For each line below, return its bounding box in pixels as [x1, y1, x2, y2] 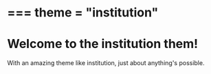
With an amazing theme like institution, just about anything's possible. [7, 59, 205, 67]
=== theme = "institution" [7, 5, 159, 21]
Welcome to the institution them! [7, 36, 199, 52]
